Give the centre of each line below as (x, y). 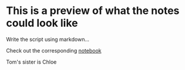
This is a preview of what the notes (93, 11)
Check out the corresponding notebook (54, 50)
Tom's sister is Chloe (31, 62)
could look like (42, 23)
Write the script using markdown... (48, 39)
